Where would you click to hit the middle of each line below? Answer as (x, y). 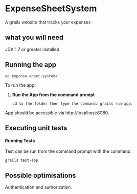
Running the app (31, 65)
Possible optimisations (41, 175)
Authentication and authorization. (39, 187)
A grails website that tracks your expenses (48, 22)
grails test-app (22, 160)
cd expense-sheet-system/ (31, 76)
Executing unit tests (36, 128)
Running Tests (20, 141)
